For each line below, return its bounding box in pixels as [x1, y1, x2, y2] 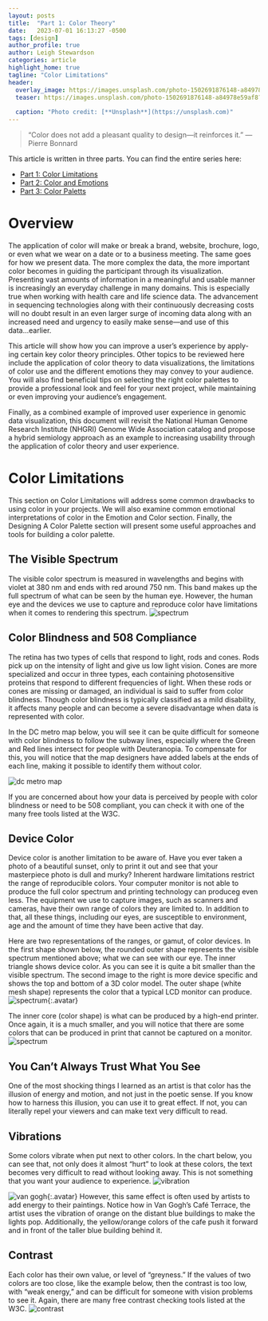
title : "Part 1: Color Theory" [8, 19, 116, 27]
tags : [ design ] [8, 34, 59, 42]
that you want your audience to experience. [8, 1176, 152, 1185]
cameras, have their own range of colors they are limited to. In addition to [8, 904, 250, 914]
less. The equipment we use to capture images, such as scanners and [8, 896, 238, 905]
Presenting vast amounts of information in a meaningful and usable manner [8, 275, 256, 284]
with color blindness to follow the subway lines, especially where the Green [8, 735, 256, 745]
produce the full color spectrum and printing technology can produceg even [8, 887, 258, 896]
